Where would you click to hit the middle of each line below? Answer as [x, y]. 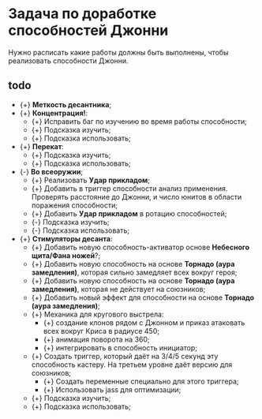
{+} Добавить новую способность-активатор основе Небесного [140, 247]
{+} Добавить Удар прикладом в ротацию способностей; [129, 213]
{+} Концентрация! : [54, 113]
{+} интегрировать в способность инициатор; [120, 347]
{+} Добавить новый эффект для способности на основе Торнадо [143, 297]
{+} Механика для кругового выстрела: [97, 314]
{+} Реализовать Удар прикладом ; [90, 180]
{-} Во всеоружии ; [51, 171]
